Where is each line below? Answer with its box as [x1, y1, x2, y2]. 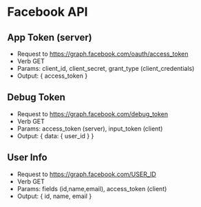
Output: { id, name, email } [17, 192, 92, 200]
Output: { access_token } [17, 72, 88, 80]
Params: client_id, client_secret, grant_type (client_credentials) [17, 65, 195, 72]
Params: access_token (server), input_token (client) [17, 124, 163, 133]
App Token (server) [7, 32, 92, 43]
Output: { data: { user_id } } [17, 131, 94, 140]
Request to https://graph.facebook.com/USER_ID [17, 170, 156, 178]
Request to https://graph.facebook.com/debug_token [17, 109, 169, 118]
